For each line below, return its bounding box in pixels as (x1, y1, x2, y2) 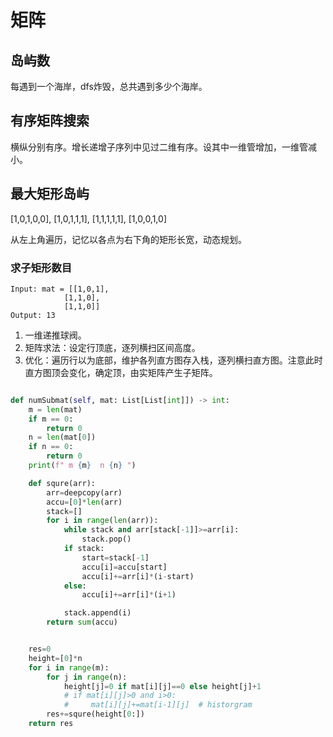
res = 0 (28, 644, 52, 655)
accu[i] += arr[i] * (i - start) (81, 571, 195, 581)
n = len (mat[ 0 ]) (28, 432, 97, 443)
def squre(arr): (28, 478, 97, 488)
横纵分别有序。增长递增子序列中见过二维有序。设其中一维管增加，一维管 (10, 141, 308, 153)
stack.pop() (81, 534, 132, 545)
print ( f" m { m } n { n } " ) (28, 461, 137, 471)
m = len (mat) (28, 404, 83, 415)
